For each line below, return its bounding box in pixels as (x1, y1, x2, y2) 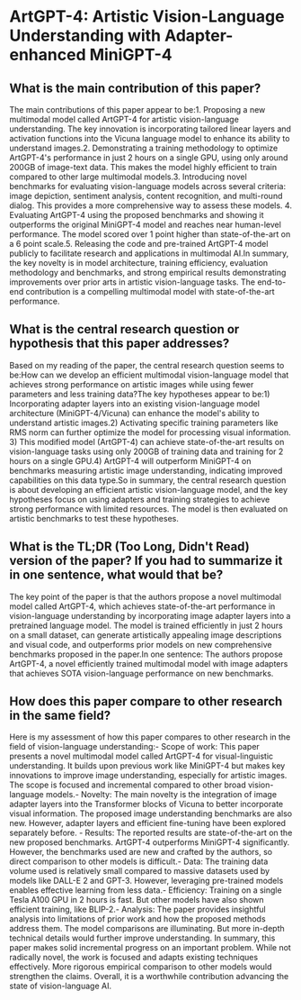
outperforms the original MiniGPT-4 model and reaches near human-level (9, 219, 281, 230)
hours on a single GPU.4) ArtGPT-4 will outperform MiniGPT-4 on (9, 455, 252, 466)
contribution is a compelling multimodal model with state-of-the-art (25, 286, 276, 296)
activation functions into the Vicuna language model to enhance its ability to (9, 133, 290, 143)
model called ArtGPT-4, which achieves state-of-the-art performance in (9, 601, 276, 612)
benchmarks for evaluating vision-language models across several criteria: (9, 181, 286, 191)
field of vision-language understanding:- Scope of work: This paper (9, 741, 261, 752)
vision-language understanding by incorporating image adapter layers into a (9, 610, 291, 621)
